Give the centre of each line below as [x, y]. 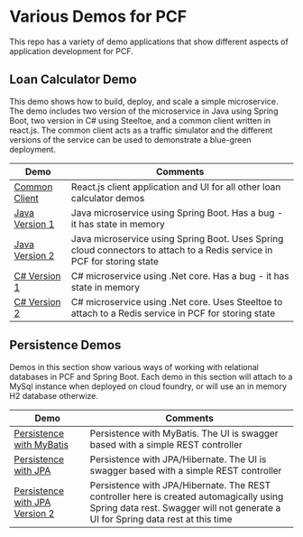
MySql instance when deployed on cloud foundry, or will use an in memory [148, 386]
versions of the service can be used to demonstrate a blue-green [130, 139]
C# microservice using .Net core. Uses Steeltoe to [177, 301]
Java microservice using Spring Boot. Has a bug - [177, 212]
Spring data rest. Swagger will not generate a [185, 507]
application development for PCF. [71, 51]
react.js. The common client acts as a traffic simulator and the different [141, 130]
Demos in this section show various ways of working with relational [134, 366]
